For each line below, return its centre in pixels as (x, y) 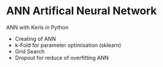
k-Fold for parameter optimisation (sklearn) (68, 45)
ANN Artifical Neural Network (81, 11)
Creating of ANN (35, 39)
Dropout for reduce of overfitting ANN (62, 58)
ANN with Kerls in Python (37, 27)
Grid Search (30, 51)
